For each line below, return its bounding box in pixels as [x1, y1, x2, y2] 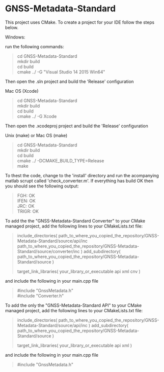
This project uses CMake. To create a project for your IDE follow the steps [5, 19, 155, 25]
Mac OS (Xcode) [5, 88, 39, 94]
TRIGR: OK [17, 208, 39, 214]
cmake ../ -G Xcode [17, 113, 57, 119]
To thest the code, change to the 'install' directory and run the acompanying [5, 172, 159, 178]
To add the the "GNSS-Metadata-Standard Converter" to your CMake [5, 218, 146, 223]
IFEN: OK [17, 198, 36, 204]
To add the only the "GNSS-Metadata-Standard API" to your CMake [5, 302, 142, 308]
